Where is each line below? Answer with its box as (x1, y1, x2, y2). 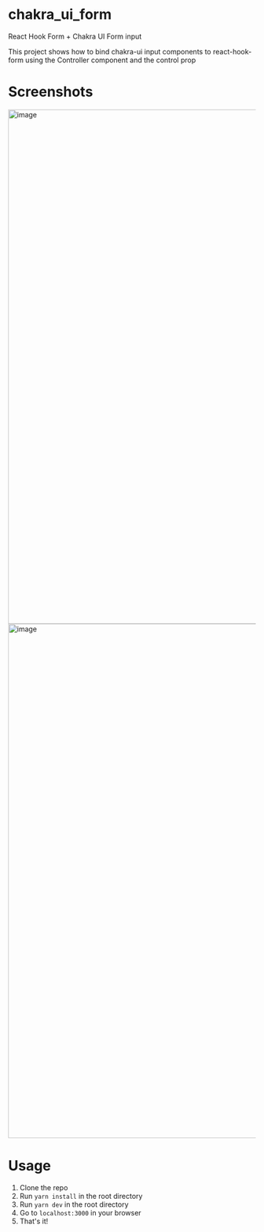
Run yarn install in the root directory (19, 1191, 143, 1200)
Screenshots (8, 83, 93, 101)
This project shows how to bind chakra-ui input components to (8, 47, 211, 56)
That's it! (19, 1216, 49, 1226)
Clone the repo (19, 1182, 68, 1192)
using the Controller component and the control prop (24, 55, 196, 65)
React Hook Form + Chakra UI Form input (8, 32, 142, 41)
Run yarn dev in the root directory (19, 1200, 129, 1209)
